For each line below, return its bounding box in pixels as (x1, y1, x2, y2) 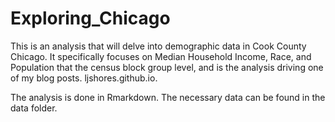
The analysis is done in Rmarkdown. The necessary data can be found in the (10, 91, 326, 103)
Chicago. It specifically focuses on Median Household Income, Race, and (10, 50, 312, 62)
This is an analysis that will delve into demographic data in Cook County (10, 40, 307, 52)
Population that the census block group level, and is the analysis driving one (10, 61, 324, 73)
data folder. (10, 102, 58, 114)
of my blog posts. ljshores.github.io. (10, 72, 158, 84)
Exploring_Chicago (10, 7, 171, 30)
